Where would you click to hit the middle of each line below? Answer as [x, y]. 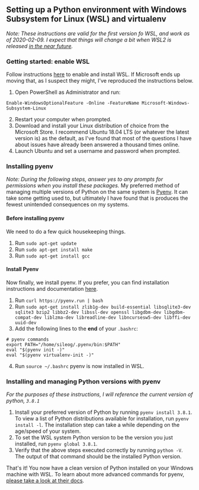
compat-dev [28, 318]
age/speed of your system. [48, 431]
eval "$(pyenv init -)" [36, 350]
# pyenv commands [28, 339]
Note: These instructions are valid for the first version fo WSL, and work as [98, 33]
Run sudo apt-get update [46, 243]
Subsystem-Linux [26, 109]
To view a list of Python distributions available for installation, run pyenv [102, 419]
